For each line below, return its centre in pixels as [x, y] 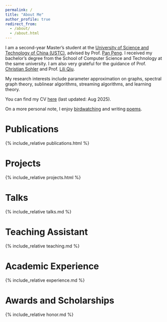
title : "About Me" [24, 15]
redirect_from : [21, 24]
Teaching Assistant [47, 232]
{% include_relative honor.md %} [39, 314]
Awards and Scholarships [60, 300]
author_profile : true [28, 19]
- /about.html [24, 33]
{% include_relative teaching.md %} [43, 246]
